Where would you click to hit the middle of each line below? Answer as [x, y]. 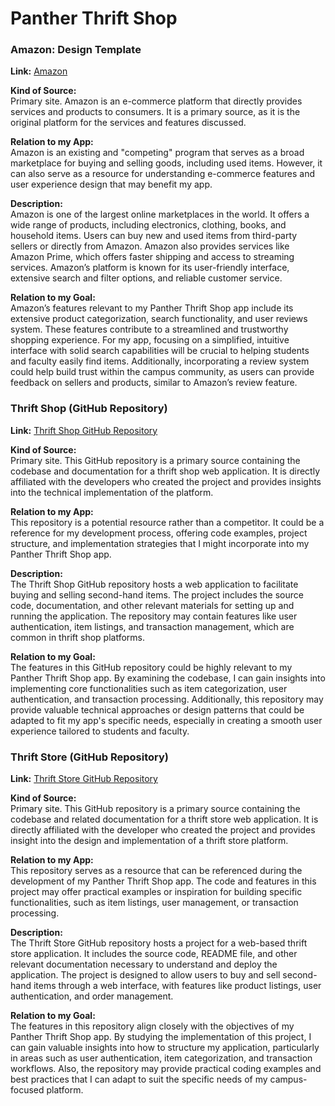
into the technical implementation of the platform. [112, 492]
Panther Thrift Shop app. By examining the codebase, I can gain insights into [168, 678]
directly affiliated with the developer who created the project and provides [163, 830]
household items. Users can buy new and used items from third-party [154, 236]
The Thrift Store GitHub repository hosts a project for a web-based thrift [159, 943]
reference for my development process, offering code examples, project [159, 533]
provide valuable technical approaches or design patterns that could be [157, 709]
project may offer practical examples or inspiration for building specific [156, 892]
